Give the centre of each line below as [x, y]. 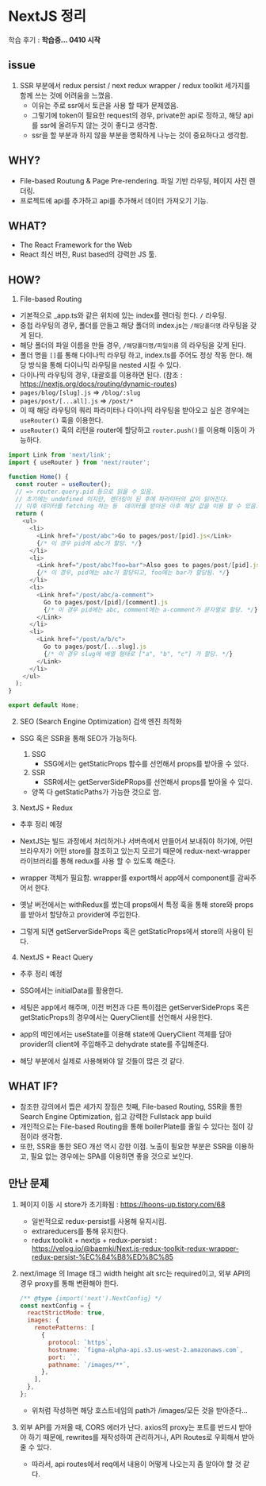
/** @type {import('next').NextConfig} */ [91, 1298]
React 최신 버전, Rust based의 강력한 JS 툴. [88, 254]
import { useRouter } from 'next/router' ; [79, 463]
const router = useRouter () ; [63, 484]
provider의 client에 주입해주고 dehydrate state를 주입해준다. [114, 1044]
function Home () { [38, 477]
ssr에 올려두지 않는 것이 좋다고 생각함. [99, 125]
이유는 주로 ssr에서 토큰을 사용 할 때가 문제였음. [105, 105]
